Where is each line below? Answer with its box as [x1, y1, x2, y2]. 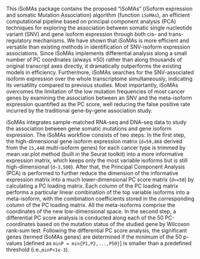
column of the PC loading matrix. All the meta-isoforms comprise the [6, 201, 176, 209]
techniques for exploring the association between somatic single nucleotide [6, 24, 192, 31]
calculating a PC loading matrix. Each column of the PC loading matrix [6, 182, 179, 189]
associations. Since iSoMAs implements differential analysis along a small [6, 50, 187, 56]
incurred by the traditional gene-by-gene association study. [6, 107, 153, 114]
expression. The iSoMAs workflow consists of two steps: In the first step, [6, 131, 186, 138]
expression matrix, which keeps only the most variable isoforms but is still [6, 157, 188, 164]
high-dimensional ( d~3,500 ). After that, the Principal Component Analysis [6, 163, 185, 170]
